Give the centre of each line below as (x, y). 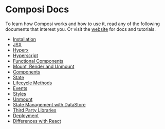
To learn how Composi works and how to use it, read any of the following (83, 24)
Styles (20, 94)
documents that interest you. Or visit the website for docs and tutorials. (80, 29)
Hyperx (21, 50)
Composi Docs (37, 10)
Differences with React (37, 121)
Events (20, 88)
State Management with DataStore (49, 104)
